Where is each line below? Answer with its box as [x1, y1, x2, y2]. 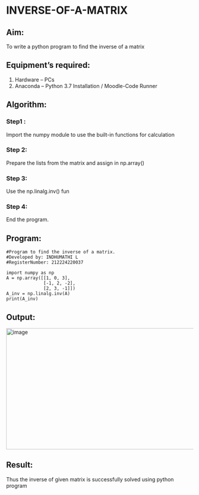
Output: [6, 312, 36, 322]
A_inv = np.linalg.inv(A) [6, 291, 70, 297]
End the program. [6, 216, 49, 223]
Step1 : [6, 117, 26, 126]
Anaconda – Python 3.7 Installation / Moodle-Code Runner [14, 82, 157, 89]
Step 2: [6, 146, 28, 154]
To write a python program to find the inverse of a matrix [6, 43, 145, 50]
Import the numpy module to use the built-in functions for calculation [6, 131, 175, 138]
